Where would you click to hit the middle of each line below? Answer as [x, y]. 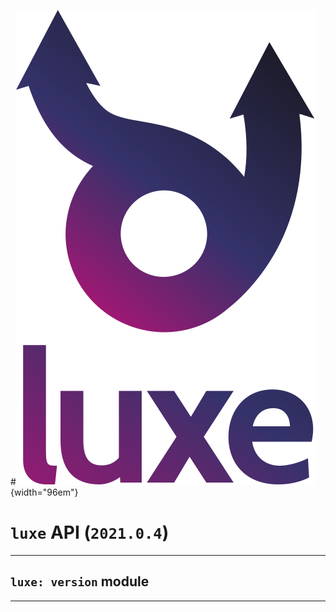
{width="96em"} [44, 492]
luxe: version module [80, 581]
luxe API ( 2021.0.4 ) [90, 532]
